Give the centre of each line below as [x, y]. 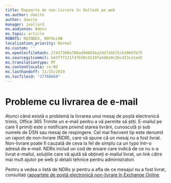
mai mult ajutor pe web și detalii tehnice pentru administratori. [70, 159]
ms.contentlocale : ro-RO [32, 67]
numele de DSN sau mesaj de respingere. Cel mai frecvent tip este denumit [84, 132]
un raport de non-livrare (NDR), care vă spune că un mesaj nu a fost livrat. [83, 138]
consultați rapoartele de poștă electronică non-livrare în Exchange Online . [83, 175]
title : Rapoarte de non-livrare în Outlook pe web [60, 10]
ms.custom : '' [20, 48]
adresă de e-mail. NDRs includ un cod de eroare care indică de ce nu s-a [82, 148]
